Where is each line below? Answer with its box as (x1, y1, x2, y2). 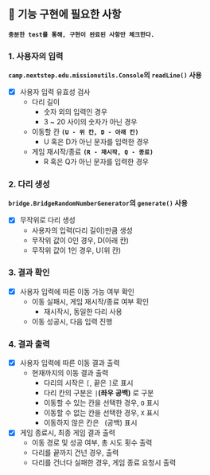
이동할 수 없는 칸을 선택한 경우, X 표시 (43, 408, 160, 418)
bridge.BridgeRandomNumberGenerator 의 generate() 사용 (8, 198, 189, 208)
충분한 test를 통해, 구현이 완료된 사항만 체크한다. (8, 30, 155, 38)
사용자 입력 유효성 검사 (19, 87, 91, 97)
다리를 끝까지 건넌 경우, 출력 (31, 448, 119, 457)
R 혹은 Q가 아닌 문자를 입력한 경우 (43, 157, 150, 167)
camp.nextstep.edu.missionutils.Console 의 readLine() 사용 (8, 70, 202, 80)
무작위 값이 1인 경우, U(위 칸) (31, 245, 122, 255)
